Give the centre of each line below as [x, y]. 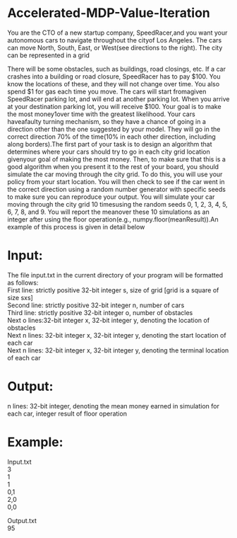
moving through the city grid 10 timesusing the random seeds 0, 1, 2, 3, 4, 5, [117, 204]
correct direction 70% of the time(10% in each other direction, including [112, 137]
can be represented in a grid [49, 55]
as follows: [23, 282]
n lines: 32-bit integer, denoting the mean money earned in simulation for [114, 406]
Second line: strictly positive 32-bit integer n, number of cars [96, 305]
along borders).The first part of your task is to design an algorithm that [110, 144]
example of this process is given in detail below [76, 227]
